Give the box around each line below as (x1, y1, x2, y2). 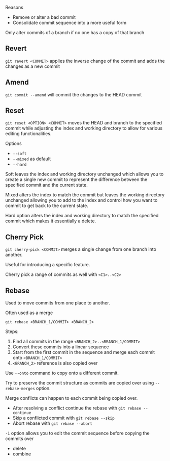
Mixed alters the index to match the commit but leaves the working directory (5, 192, 165, 198)
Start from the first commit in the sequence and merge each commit (12, 349, 155, 355)
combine (12, 451, 31, 457)
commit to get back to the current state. (5, 202, 89, 209)
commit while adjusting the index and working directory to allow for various (5, 125, 163, 132)
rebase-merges (5, 386, 36, 392)
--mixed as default (12, 156, 51, 162)
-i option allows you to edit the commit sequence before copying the (5, 430, 150, 437)
